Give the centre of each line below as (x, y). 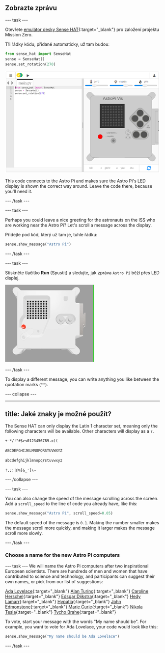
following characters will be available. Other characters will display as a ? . (80, 431)
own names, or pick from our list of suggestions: (54, 581)
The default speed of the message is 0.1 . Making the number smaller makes (82, 522)
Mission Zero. (19, 34)
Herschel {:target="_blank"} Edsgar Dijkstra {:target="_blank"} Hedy (73, 596)
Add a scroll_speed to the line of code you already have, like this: (71, 504)
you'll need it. (19, 191)
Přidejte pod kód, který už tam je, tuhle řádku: (51, 234)
